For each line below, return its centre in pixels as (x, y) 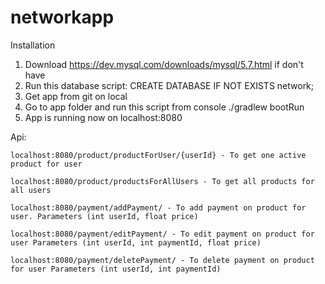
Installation (33, 45)
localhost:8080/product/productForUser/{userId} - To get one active (158, 155)
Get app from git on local (76, 96)
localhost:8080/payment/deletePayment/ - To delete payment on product (162, 260)
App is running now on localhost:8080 (103, 117)
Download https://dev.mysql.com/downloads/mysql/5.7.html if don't (164, 64)
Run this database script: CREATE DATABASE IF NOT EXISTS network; (169, 85)
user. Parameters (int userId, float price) (104, 216)
